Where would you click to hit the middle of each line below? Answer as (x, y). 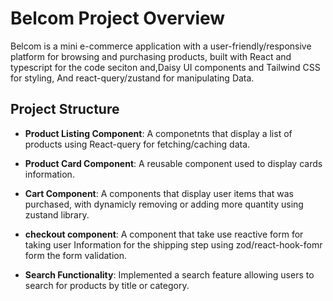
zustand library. (57, 214)
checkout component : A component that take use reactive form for (164, 234)
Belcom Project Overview (118, 18)
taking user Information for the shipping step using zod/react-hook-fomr (173, 244)
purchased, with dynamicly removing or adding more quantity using (164, 204)
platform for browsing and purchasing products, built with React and (151, 56)
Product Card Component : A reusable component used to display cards (173, 163)
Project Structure (65, 109)
